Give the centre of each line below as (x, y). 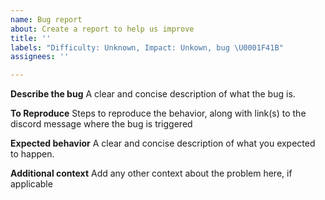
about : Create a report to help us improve (102, 29)
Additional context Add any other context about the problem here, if (151, 173)
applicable (31, 184)
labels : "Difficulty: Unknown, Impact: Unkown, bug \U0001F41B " (147, 47)
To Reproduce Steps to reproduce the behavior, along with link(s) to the (158, 113)
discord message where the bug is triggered (101, 124)
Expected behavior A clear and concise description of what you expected (163, 143)
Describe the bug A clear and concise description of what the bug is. (153, 94)
